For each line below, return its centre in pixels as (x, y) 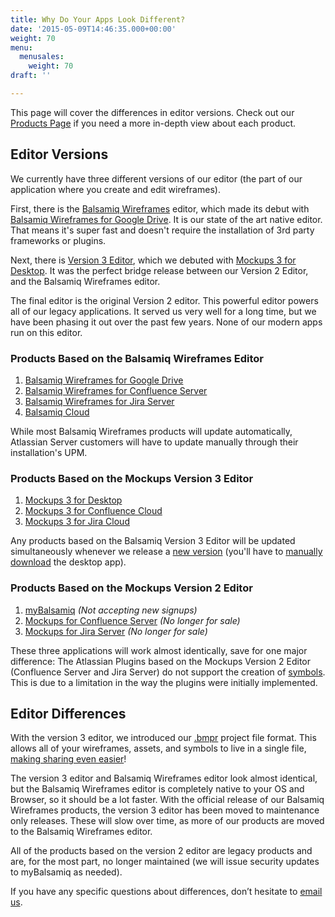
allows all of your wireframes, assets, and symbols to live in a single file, (158, 748)
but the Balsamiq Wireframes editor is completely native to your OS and (157, 789)
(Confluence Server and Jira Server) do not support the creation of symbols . (168, 672)
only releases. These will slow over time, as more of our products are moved (167, 821)
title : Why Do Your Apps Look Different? (98, 19)
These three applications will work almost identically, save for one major (159, 650)
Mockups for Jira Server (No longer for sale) (116, 631)
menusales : (42, 57)
